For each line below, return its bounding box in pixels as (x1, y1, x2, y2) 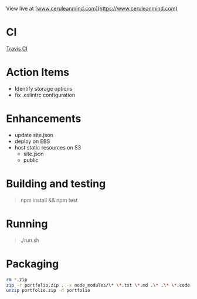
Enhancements (6, 112, 81, 125)
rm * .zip (6, 277, 28, 283)
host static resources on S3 (14, 144, 81, 151)
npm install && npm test (20, 197, 78, 204)
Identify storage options (14, 85, 73, 92)
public (23, 156, 39, 164)
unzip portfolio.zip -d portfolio (6, 288, 91, 294)
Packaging (6, 257, 59, 270)
